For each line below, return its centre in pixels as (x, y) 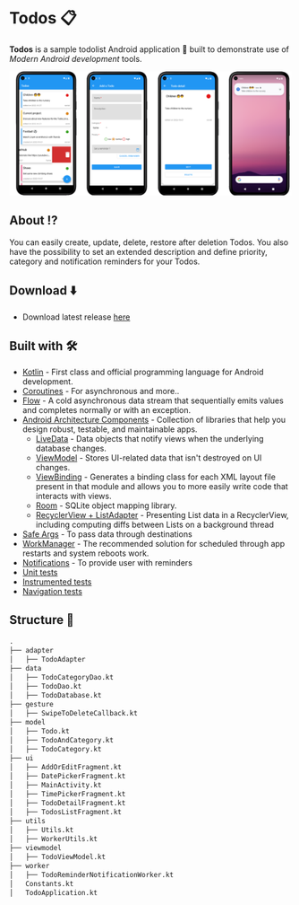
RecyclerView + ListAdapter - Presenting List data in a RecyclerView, (162, 515)
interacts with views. (73, 496)
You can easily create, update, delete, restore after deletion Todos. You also (149, 242)
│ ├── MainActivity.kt (56, 786)
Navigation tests (52, 592)
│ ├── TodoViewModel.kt (57, 857)
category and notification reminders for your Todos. (105, 261)
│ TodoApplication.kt (54, 893)
